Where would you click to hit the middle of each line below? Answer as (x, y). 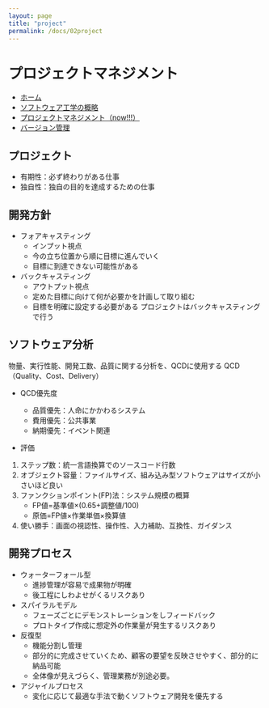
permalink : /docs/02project (56, 31)
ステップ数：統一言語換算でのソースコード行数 (98, 464)
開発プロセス (40, 554)
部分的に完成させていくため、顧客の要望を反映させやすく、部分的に (145, 655)
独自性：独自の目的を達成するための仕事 (87, 187)
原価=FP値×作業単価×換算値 (79, 515)
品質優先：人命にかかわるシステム (89, 410)
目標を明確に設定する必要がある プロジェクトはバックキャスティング (146, 306)
